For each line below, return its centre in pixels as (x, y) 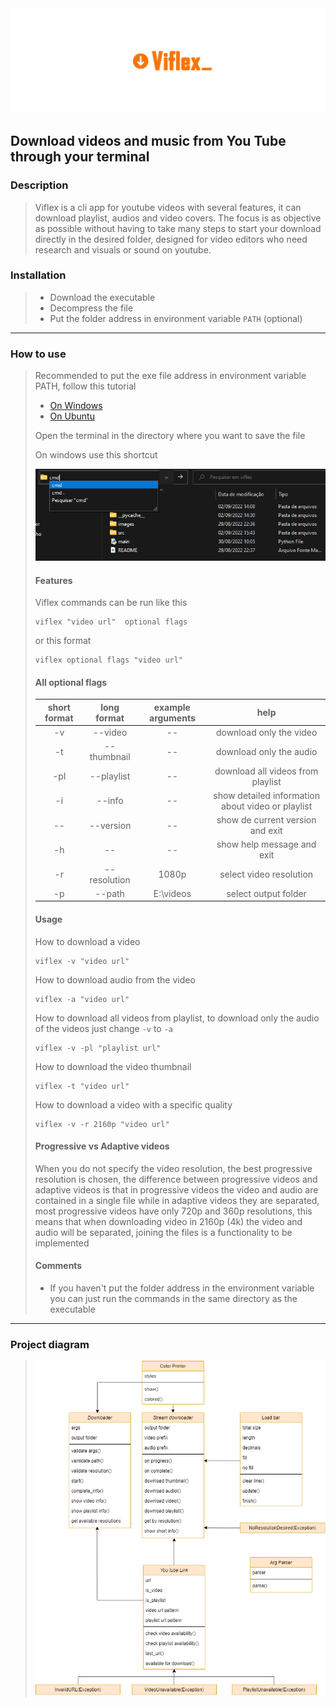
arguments (172, 718)
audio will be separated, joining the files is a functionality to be (163, 1232)
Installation (38, 275)
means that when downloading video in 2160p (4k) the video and (168, 1221)
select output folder (266, 893)
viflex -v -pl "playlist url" (98, 1048)
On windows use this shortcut (96, 455)
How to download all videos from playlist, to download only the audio (177, 1018)
